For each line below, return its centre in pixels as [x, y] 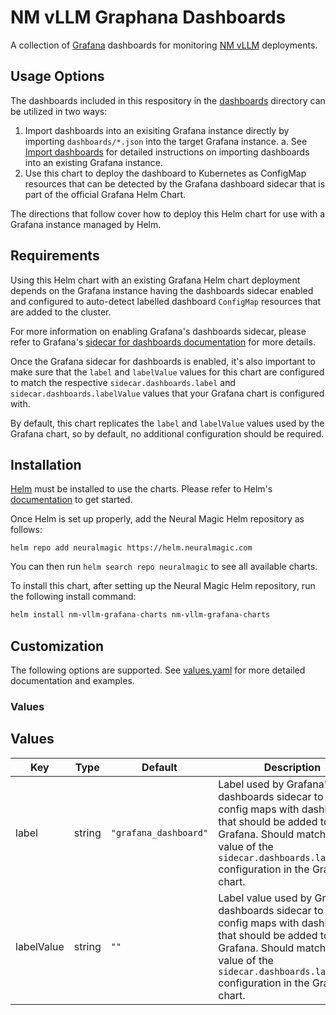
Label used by [251, 784]
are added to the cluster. [61, 312]
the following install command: [73, 597]
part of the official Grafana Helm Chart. [105, 194]
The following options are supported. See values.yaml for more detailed [158, 670]
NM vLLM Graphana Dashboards [148, 17]
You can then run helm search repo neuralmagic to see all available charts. [164, 567]
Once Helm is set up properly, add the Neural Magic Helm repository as [157, 519]
